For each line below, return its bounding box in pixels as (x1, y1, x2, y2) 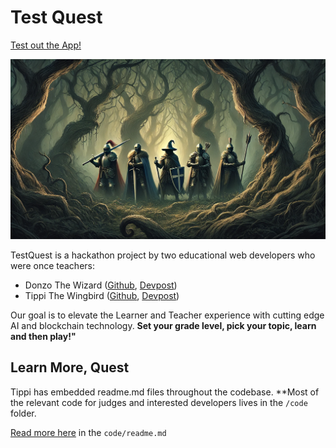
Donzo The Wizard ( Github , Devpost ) (24, 279, 178, 291)
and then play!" (10, 330, 77, 342)
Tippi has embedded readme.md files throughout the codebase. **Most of (10, 386, 320, 398)
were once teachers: (10, 259, 96, 271)
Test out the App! (10, 39, 82, 51)
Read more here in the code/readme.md (10, 426, 167, 438)
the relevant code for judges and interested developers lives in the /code (10, 396, 308, 408)
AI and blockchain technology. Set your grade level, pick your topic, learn (10, 319, 317, 331)
